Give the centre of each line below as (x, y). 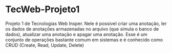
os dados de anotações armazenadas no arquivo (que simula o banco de (82, 29)
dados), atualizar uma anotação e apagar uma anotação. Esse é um (76, 34)
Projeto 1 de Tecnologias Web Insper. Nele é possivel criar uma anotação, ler (86, 23)
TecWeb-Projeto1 (42, 9)
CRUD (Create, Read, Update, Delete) (45, 45)
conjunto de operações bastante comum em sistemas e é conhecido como (84, 40)
